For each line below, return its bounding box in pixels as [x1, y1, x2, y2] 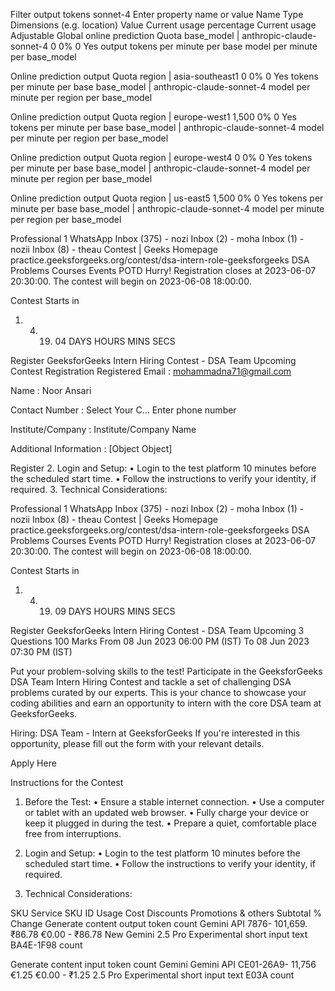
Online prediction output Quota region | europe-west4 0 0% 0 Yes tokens [10, 152, 313, 163]
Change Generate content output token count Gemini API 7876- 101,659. [10, 918, 308, 929]
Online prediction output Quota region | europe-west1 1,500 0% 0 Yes [10, 111, 297, 123]
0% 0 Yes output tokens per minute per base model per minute [58, 40, 318, 52]
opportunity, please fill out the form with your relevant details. [10, 738, 265, 749]
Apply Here [10, 757, 57, 769]
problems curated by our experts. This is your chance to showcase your [10, 687, 307, 698]
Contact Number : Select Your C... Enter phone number [10, 404, 237, 416]
